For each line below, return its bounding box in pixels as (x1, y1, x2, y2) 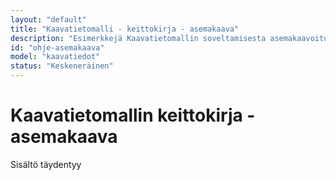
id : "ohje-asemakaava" (10, 42, 105, 53)
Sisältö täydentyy (10, 158, 82, 170)
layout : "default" (10, 14, 87, 25)
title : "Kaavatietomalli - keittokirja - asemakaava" (10, 24, 240, 34)
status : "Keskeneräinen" (10, 61, 114, 71)
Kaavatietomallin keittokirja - (10, 104, 256, 127)
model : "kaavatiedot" (10, 52, 101, 62)
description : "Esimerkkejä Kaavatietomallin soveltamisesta (10, 33, 267, 43)
